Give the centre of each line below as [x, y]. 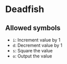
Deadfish [25, 9]
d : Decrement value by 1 [37, 45]
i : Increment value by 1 [36, 40]
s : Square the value [32, 51]
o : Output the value [32, 56]
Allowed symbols [33, 28]
